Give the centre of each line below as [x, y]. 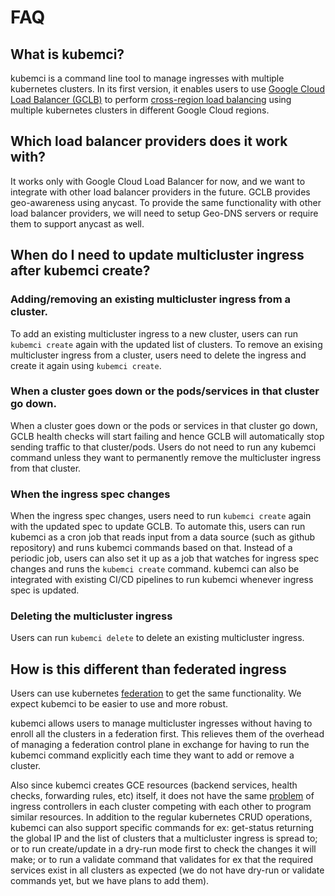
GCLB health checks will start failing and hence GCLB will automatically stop [167, 436]
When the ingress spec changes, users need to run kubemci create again [161, 516]
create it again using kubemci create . [86, 365]
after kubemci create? [80, 271]
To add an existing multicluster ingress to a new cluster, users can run [154, 333]
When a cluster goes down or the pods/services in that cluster [165, 391]
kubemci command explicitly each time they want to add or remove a [152, 755]
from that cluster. [46, 468]
